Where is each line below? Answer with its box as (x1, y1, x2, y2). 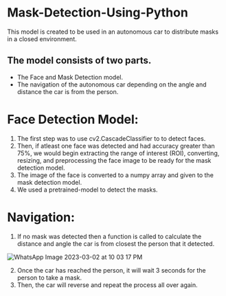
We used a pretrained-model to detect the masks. (16, 185, 158, 194)
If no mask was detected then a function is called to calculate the (16, 232, 202, 240)
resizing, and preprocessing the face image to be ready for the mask (16, 156, 212, 164)
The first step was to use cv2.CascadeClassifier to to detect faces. (16, 134, 206, 142)
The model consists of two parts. (7, 55, 152, 67)
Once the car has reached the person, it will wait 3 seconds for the (16, 266, 206, 274)
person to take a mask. (16, 273, 82, 282)
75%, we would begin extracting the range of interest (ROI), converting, (16, 149, 220, 157)
